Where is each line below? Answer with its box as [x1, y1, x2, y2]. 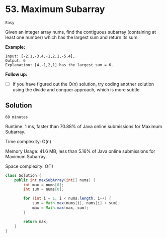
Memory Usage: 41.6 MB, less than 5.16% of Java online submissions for [5, 148, 155, 154]
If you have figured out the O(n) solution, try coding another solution [12, 81, 154, 87]
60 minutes [5, 114, 28, 120]
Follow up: [5, 71, 28, 77]
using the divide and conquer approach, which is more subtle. [12, 87, 141, 92]
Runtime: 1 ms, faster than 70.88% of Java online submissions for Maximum [5, 123, 162, 129]
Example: [5, 44, 26, 50]
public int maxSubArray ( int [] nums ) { [14, 177, 96, 183]
